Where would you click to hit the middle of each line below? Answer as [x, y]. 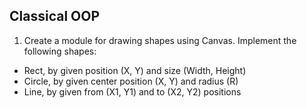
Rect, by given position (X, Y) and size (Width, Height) [135, 70]
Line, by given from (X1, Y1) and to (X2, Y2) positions [132, 91]
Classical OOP [55, 16]
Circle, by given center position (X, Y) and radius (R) [131, 81]
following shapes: [60, 51]
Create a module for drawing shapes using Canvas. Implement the [160, 40]
